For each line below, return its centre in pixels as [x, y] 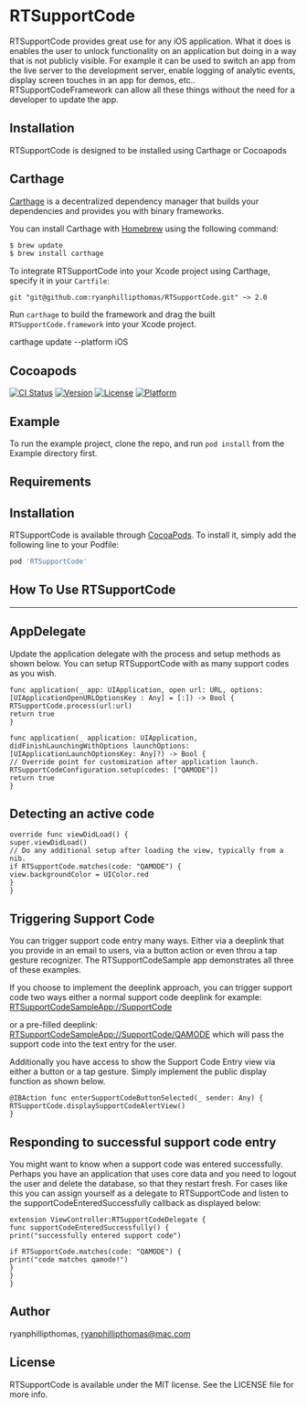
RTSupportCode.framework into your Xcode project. [103, 325]
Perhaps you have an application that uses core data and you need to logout [153, 1174]
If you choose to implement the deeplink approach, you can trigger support [151, 987]
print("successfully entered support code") [95, 1236]
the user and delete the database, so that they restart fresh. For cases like [148, 1184]
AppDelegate [48, 632]
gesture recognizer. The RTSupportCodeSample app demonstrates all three [152, 960]
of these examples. [46, 970]
